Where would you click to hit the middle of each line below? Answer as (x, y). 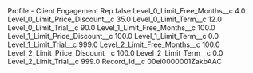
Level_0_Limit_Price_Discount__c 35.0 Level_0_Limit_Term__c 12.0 (115, 19)
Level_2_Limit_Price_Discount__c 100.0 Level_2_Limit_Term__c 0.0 (115, 53)
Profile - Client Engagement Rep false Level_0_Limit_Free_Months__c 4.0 (126, 11)
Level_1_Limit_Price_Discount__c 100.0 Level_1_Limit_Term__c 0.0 (113, 36)
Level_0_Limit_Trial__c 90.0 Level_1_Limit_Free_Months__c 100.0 (112, 28)
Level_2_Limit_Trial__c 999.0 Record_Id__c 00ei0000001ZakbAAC (115, 61)
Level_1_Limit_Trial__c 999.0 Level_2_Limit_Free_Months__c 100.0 (114, 44)
